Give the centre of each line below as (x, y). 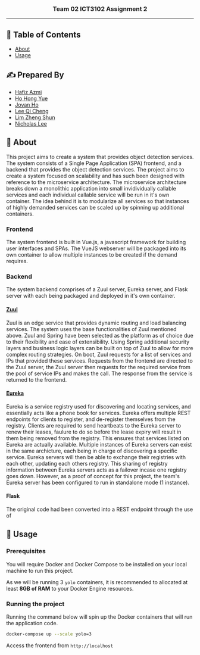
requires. (17, 261)
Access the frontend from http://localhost (60, 645)
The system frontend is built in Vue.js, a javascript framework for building (96, 242)
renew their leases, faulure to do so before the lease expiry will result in (94, 432)
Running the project (35, 604)
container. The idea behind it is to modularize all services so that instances (98, 201)
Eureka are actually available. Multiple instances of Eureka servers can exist (99, 444)
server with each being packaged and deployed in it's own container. (91, 296)
